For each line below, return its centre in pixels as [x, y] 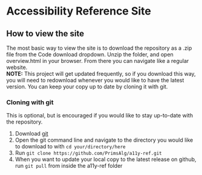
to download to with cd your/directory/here [70, 147]
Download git [31, 134]
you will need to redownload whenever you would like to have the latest [95, 80]
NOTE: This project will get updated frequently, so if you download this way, [101, 74]
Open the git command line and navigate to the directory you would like [104, 140]
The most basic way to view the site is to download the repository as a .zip [99, 48]
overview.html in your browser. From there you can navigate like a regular [98, 61]
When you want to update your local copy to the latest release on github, [106, 159]
